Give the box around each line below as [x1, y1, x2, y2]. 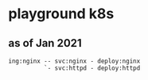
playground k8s [8, 5, 115, 23]
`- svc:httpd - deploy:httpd [43, 64, 141, 72]
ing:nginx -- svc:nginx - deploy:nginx [8, 57, 141, 65]
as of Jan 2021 [8, 36, 82, 50]
